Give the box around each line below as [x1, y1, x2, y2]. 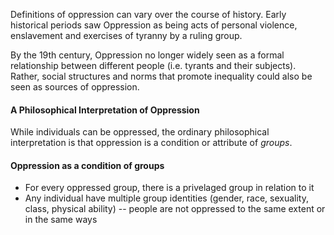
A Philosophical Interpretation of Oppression [10, 104, 200, 116]
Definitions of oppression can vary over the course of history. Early [10, 9, 287, 20]
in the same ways [24, 214, 98, 226]
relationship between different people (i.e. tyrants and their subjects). [10, 60, 297, 71]
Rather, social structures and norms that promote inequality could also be [10, 70, 313, 82]
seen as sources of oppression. [10, 81, 140, 93]
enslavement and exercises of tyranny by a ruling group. [10, 30, 243, 41]
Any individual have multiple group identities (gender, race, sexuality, [24, 192, 309, 204]
